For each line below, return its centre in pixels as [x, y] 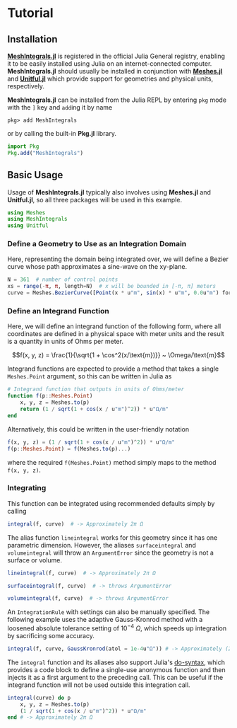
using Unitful [28, 226]
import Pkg [23, 146]
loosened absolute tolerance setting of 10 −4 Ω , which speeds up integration [117, 628]
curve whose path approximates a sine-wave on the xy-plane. [97, 267]
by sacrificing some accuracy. [51, 635]
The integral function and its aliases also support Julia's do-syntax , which [116, 662]
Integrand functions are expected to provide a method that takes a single [113, 369]
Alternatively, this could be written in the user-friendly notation [98, 429]
